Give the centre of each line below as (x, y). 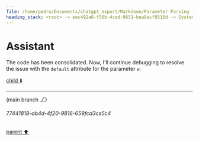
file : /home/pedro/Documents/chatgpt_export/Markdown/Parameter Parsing (98, 12)
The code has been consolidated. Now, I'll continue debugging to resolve (95, 63)
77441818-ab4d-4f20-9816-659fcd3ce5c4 (59, 113)
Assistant (30, 46)
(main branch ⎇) (27, 100)
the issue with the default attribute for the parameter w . (73, 69)
